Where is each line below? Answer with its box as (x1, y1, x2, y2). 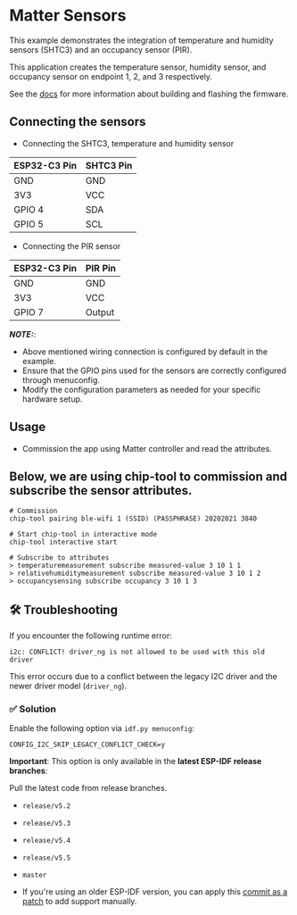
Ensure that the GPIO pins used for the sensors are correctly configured (21, 365, 287, 376)
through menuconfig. (21, 374, 100, 385)
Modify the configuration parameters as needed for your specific (21, 384, 261, 395)
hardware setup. (21, 394, 83, 404)
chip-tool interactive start (9, 537, 118, 547)
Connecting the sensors (9, 114, 146, 129)
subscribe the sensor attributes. (9, 483, 193, 498)
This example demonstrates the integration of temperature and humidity (9, 35, 274, 46)
